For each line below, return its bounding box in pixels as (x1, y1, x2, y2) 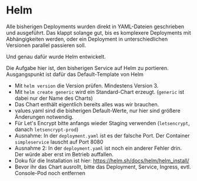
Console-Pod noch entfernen (14, 169, 85, 176)
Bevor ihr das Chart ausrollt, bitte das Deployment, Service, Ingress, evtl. (14, 163, 191, 170)
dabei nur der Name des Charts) (14, 95, 93, 102)
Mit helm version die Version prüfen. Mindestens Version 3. (14, 82, 159, 89)
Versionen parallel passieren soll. (6, 42, 86, 49)
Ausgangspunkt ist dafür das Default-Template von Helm (6, 71, 144, 78)
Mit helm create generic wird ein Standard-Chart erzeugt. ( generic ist (14, 88, 185, 95)
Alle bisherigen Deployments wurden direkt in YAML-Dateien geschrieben (6, 23, 185, 30)
